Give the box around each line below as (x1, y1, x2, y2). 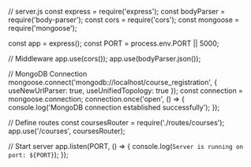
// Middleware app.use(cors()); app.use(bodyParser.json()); (8, 54, 201, 63)
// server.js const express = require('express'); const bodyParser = (8, 7, 226, 16)
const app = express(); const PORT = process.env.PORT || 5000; (8, 39, 219, 48)
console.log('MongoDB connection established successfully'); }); (8, 102, 220, 112)
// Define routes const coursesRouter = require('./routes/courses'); (8, 118, 225, 127)
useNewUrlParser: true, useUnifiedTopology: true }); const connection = (8, 86, 243, 95)
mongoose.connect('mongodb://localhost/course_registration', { (8, 78, 218, 87)
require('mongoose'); (8, 24, 77, 32)
